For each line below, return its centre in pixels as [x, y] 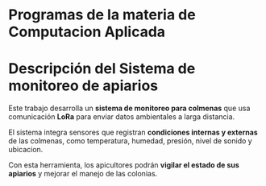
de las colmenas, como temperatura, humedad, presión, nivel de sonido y [130, 141]
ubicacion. [26, 150]
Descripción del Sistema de [102, 69]
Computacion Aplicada [87, 32]
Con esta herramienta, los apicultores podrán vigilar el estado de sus [124, 165]
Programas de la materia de [102, 15]
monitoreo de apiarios [83, 86]
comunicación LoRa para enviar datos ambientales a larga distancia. [122, 117]
